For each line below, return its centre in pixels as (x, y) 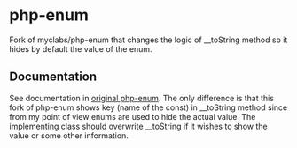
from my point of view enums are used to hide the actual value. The (133, 116)
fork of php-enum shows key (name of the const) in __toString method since (148, 107)
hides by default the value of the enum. (81, 48)
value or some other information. (69, 135)
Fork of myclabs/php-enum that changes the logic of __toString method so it (148, 40)
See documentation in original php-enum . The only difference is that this (142, 98)
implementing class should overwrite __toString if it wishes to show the (138, 126)
